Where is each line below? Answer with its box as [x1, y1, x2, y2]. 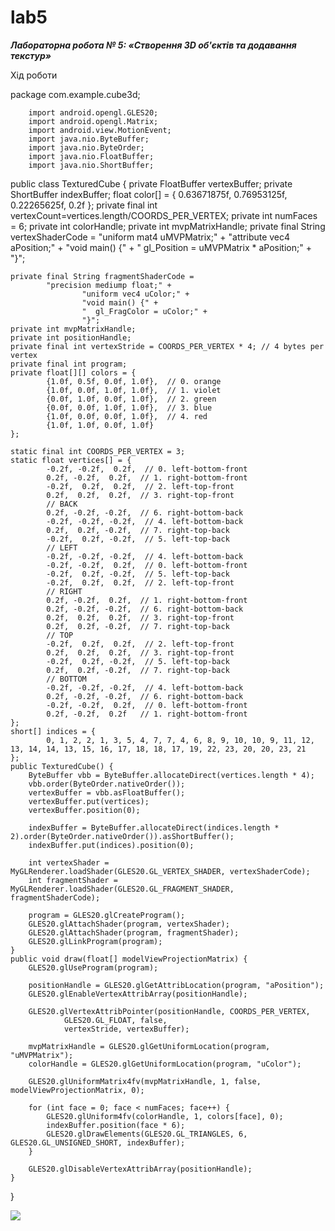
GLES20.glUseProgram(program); [28, 962, 159, 973]
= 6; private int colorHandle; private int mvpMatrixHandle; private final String [10, 220, 326, 232]
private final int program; [10, 359, 128, 369]
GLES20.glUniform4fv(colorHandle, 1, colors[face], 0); [46, 1111, 284, 1121]
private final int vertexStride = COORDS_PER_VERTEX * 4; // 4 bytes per [10, 341, 325, 351]
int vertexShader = [28, 857, 110, 868]
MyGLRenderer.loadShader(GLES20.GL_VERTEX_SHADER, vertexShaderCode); [10, 866, 311, 876]
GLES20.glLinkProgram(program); [28, 936, 163, 946]
